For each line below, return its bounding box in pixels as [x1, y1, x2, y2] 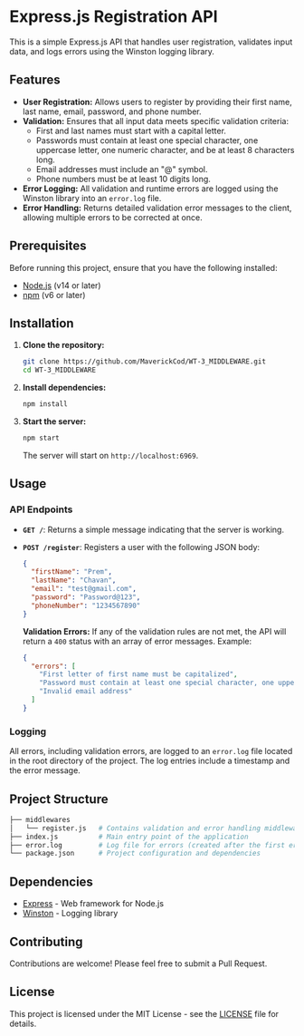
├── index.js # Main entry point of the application [9, 832, 249, 841]
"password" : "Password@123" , [31, 593, 141, 602]
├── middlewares [9, 815, 71, 824]
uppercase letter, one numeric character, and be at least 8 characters [35, 144, 295, 155]
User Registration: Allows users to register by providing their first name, [22, 96, 292, 107]
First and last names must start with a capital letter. [35, 125, 226, 136]
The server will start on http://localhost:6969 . [22, 450, 199, 460]
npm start [22, 433, 61, 442]
